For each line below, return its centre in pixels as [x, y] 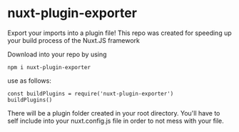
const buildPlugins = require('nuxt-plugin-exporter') [91, 93]
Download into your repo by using [57, 54]
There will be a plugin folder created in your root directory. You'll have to [114, 113]
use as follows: [29, 81]
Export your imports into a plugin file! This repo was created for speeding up [119, 33]
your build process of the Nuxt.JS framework [74, 40]
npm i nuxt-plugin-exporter [49, 67]
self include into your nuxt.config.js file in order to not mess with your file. [116, 121]
